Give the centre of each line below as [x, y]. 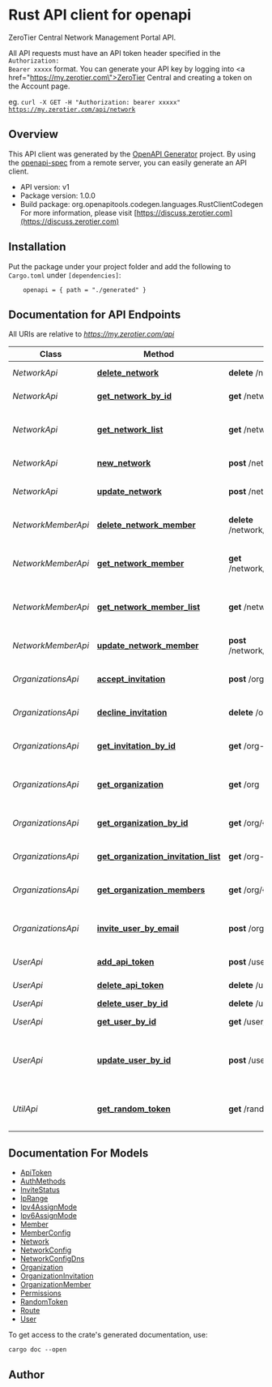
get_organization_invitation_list [159, 857]
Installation [37, 247]
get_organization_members [151, 890]
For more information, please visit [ [79, 213]
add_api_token [125, 962]
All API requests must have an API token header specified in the [115, 53]
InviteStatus [40, 1190]
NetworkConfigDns [52, 1259]
